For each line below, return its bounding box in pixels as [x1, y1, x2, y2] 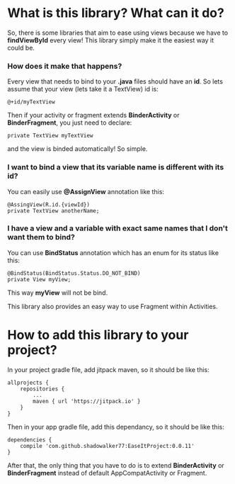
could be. [7, 43, 35, 52]
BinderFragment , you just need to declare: [7, 118, 132, 127]
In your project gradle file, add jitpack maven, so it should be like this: [7, 365, 210, 373]
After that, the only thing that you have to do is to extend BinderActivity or [7, 461, 224, 469]
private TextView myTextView [7, 133, 93, 140]
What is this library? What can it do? [7, 5, 224, 21]
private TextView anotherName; [7, 207, 100, 214]
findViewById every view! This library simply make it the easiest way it [7, 35, 214, 44]
